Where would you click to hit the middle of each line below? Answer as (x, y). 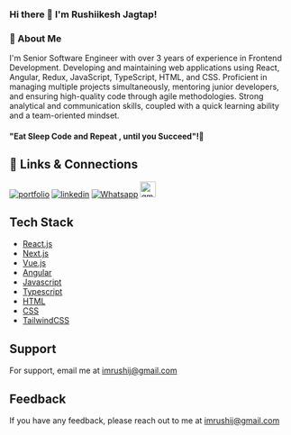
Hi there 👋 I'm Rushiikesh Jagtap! (83, 14)
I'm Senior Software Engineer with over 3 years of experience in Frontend (145, 59)
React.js (37, 244)
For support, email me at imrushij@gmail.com (93, 371)
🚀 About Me (36, 38)
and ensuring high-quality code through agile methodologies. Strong (136, 96)
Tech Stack (41, 223)
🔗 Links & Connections (73, 164)
